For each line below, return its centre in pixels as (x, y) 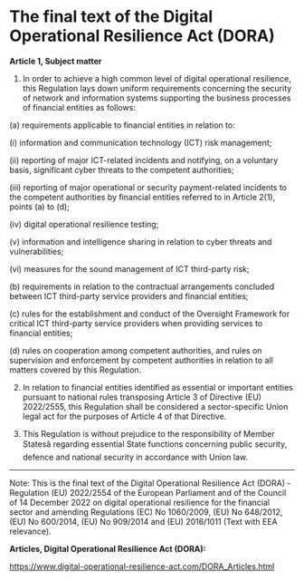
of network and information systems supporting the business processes (157, 98)
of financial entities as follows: (79, 107)
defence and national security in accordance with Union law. (135, 457)
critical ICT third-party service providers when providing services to (136, 323)
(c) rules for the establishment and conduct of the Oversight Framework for (150, 314)
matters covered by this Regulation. (76, 370)
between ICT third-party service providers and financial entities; (129, 295)
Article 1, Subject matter (56, 61)
